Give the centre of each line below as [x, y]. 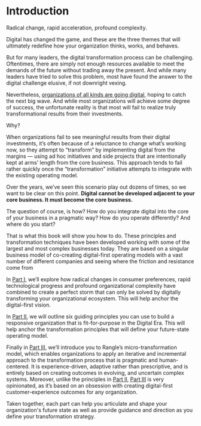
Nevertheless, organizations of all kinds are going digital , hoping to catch [96, 94]
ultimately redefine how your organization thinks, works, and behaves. [93, 46]
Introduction [38, 11]
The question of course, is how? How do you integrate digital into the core [98, 211]
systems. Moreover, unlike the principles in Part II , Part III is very [85, 379]
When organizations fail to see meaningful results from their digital [88, 137]
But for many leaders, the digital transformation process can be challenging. [100, 57]
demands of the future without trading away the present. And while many [96, 70]
